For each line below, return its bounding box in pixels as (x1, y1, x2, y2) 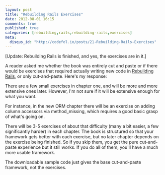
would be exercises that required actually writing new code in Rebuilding (5, 68, 154, 74)
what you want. (5, 93, 37, 99)
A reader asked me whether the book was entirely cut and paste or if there (5, 62, 158, 68)
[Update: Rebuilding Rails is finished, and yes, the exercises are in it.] (5, 53, 147, 59)
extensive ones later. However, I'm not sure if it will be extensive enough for (5, 88, 160, 94)
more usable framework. (5, 149, 56, 155)
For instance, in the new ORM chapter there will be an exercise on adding (5, 103, 155, 109)
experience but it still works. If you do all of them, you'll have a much (17, 144, 159, 150)
